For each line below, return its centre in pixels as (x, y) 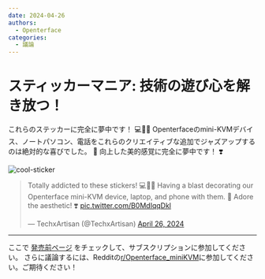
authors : (22, 23)
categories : (28, 37)
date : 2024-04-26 (37, 15)
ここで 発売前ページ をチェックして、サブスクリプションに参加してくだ (123, 247)
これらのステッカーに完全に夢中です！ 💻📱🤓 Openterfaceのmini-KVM (120, 129)
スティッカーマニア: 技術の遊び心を (122, 86)
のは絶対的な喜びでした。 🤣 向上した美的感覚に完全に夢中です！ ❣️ (116, 151)
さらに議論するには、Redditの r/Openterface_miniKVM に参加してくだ (135, 258)
